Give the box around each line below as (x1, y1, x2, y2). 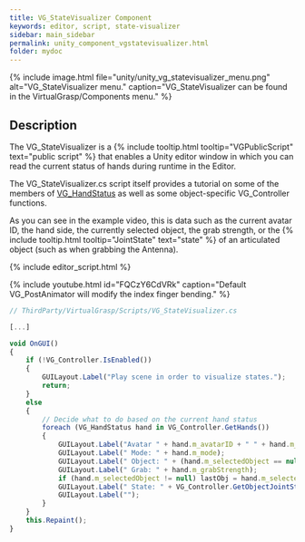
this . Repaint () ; (25, 516, 88, 526)
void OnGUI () (9, 339, 59, 348)
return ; (42, 382, 71, 391)
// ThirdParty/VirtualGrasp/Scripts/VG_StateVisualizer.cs (9, 305, 238, 315)
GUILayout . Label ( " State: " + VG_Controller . (57, 482, 233, 491)
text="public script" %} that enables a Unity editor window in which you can (9, 150, 294, 161)
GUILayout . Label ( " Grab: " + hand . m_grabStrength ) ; (57, 465, 258, 474)
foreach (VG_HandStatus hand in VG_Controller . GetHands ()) (42, 423, 271, 432)
